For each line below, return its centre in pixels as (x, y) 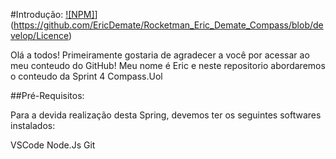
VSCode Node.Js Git (53, 145)
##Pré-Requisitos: (47, 95)
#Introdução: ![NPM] (52, 14)
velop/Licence (39, 35)
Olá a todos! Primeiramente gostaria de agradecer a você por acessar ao (160, 55)
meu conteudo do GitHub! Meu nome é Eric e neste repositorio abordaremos (168, 65)
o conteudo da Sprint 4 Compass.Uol (86, 76)
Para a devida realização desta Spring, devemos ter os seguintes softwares (166, 115)
